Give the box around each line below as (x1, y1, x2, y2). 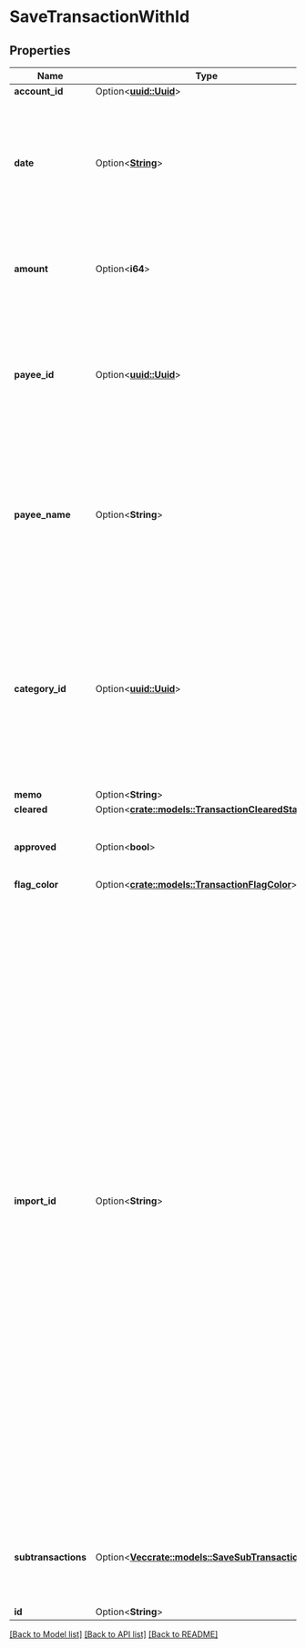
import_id (14, 1195, 56, 1207)
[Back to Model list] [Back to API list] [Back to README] (9, 1629, 219, 1640)
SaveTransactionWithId (9, 6, 190, 27)
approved (14, 840, 57, 853)
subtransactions (14, 1551, 87, 1563)
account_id (14, 85, 64, 97)
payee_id (14, 369, 55, 381)
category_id (14, 683, 66, 695)
